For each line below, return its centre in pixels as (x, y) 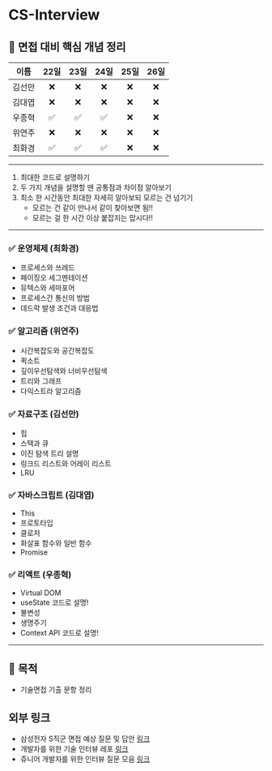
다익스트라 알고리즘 (51, 391)
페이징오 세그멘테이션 (54, 278)
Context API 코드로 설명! (59, 633)
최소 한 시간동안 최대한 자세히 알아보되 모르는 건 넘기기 (106, 197)
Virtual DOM (40, 593)
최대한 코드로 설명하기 (55, 177)
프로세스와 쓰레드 (47, 268)
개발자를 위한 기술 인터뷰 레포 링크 (74, 749)
